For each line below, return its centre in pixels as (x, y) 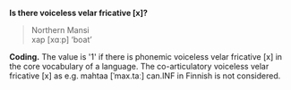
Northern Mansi (60, 30)
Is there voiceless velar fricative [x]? (78, 13)
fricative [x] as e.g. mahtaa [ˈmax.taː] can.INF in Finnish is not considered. (145, 76)
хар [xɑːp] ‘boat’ (61, 40)
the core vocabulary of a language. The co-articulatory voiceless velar (139, 66)
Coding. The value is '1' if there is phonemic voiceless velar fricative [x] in (146, 57)
